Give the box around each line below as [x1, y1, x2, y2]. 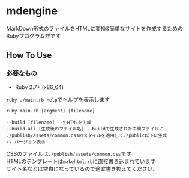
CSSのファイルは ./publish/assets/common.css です [6, 150, 132, 157]
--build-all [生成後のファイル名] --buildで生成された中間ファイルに [6, 126, 164, 132]
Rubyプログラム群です [6, 32, 61, 40]
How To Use [6, 50, 52, 61]
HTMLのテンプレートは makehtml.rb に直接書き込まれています [6, 158, 156, 165]
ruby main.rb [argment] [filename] [6, 108, 95, 114]
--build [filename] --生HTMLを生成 [6, 119, 92, 126]
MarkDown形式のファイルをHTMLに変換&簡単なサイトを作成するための [6, 25, 183, 32]
